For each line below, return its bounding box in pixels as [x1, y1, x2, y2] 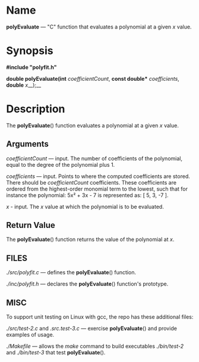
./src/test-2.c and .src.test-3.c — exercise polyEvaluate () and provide [6, 325, 177, 332]
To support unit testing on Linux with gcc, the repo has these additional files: [6, 313, 194, 320]
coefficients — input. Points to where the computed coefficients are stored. [6, 173, 190, 180]
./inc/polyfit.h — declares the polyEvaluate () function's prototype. [6, 280, 169, 288]
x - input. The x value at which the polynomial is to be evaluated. [6, 203, 165, 210]
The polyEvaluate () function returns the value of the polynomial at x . [6, 236, 175, 243]
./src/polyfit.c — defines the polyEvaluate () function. [6, 269, 137, 276]
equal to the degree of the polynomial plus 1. [6, 161, 115, 168]
